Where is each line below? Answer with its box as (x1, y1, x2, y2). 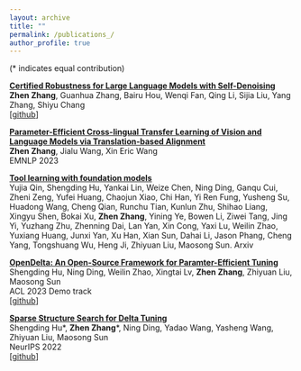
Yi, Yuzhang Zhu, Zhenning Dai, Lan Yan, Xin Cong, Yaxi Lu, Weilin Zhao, (9, 221, 278, 231)
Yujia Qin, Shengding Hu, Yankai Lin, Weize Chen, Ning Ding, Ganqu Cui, (9, 182, 278, 194)
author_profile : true (9, 38, 91, 48)
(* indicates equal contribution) (9, 63, 125, 74)
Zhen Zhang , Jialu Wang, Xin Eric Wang (9, 146, 158, 157)
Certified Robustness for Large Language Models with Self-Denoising (9, 80, 276, 91)
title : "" (9, 22, 47, 31)
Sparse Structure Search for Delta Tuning (9, 312, 168, 324)
